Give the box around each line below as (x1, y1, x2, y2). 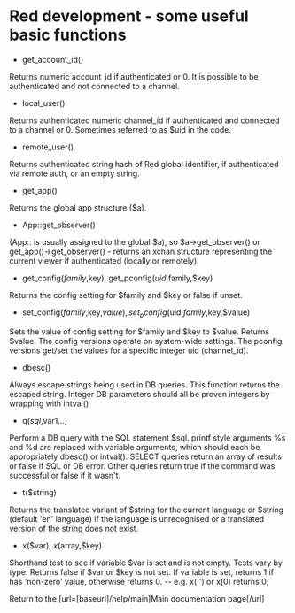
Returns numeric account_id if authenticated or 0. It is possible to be (9, 71, 259, 81)
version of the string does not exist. (9, 523, 139, 533)
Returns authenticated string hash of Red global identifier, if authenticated (9, 158, 279, 169)
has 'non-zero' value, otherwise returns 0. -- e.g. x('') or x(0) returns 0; (9, 576, 269, 586)
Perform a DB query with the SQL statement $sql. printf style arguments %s (9, 432, 286, 443)
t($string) (21, 487, 58, 497)
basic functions (9, 25, 127, 45)
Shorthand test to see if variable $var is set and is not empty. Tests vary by (9, 557, 283, 568)
